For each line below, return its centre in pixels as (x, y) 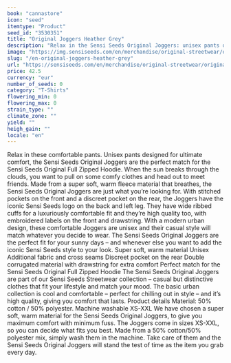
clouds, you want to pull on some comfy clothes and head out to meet (106, 177)
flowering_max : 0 (32, 103)
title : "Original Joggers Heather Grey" (66, 39)
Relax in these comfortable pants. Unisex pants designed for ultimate (105, 155)
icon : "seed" (26, 20)
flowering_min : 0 (32, 97)
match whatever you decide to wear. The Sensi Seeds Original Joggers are (113, 236)
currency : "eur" (30, 77)
